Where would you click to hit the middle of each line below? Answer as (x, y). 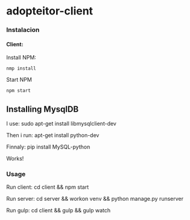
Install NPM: (21, 58)
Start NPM (19, 80)
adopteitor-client (50, 11)
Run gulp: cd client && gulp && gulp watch (59, 210)
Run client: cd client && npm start (48, 187)
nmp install (21, 69)
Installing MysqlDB (43, 109)
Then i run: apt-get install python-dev (53, 135)
